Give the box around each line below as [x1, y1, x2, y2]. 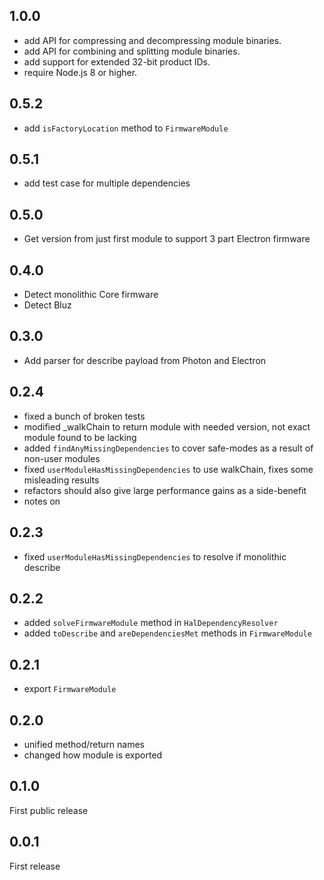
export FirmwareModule [23, 683, 117, 695]
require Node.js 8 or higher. [23, 66, 138, 78]
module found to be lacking [23, 431, 137, 443]
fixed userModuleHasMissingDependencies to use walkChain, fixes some [23, 463, 314, 475]
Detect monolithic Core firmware [23, 289, 159, 301]
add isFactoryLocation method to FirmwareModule [23, 122, 229, 134]
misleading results [23, 474, 100, 486]
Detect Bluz [23, 299, 72, 311]
